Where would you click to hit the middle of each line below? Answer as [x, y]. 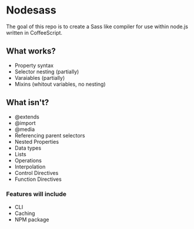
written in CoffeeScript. [34, 32]
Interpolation [30, 166]
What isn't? [28, 102]
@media [25, 129]
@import [25, 123]
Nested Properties [37, 142]
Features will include [36, 194]
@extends [27, 117]
